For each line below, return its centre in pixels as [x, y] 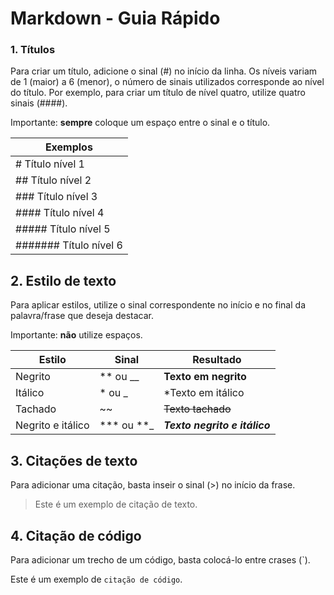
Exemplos [68, 147]
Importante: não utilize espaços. [76, 335]
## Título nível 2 [53, 180]
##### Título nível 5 [63, 229]
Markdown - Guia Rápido [115, 18]
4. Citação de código [76, 535]
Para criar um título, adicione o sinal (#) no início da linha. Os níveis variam [164, 71]
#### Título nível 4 [60, 213]
